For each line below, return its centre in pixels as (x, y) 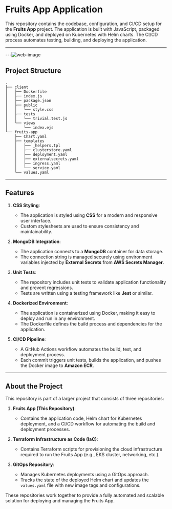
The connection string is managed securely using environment (86, 257)
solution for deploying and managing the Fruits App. (60, 501)
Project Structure (33, 71)
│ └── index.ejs (29, 127)
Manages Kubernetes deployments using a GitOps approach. (85, 475)
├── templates (29, 141)
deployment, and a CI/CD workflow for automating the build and (88, 424)
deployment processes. (45, 430)
